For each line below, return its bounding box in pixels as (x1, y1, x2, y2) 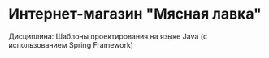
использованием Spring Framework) (8, 39, 134, 49)
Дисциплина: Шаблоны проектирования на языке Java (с (8, 31, 208, 41)
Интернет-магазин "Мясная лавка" (8, 5, 262, 23)
